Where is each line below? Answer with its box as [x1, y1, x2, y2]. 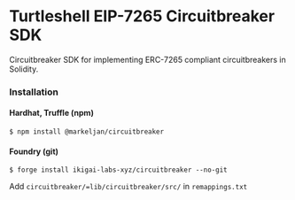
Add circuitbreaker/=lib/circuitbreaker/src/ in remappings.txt [9, 181, 248, 192]
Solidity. [9, 64, 39, 74]
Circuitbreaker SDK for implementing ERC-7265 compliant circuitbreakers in [9, 54, 286, 65]
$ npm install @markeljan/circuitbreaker [9, 127, 165, 136]
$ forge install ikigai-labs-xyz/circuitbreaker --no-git [9, 165, 228, 174]
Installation [9, 86, 59, 98]
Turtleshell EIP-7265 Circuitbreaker [9, 6, 276, 27]
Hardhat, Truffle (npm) [9, 108, 95, 119]
